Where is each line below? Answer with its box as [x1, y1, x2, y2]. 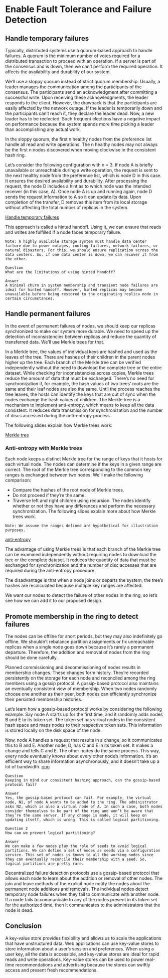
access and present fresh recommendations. [5, 967, 98, 973]
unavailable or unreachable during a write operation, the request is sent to [5, 167, 158, 173]
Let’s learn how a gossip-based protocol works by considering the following [5, 706, 162, 712]
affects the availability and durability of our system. [5, 69, 111, 75]
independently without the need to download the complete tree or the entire [5, 365, 162, 371]
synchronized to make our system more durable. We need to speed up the [5, 328, 159, 334]
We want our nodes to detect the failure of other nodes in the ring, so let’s [5, 592, 158, 598]
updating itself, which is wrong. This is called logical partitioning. [5, 817, 160, 822]
